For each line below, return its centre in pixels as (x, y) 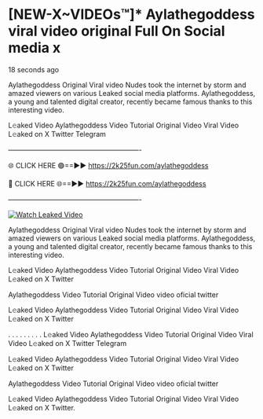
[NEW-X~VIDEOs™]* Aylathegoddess (131, 15)
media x (35, 48)
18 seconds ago (34, 69)
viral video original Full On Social (117, 31)
